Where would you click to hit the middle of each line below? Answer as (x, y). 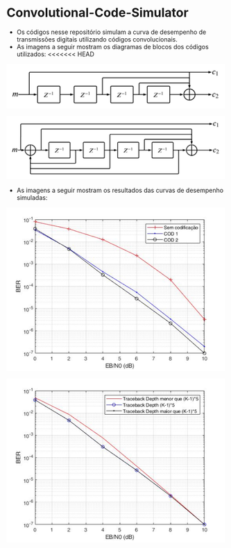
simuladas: (32, 198)
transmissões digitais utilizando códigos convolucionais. (97, 39)
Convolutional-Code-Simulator (97, 13)
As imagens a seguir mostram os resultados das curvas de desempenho (120, 190)
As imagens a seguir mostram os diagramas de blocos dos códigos (112, 46)
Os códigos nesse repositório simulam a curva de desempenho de (111, 32)
